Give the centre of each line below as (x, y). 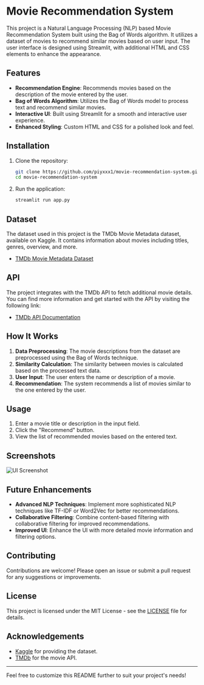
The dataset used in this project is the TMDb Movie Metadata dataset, (93, 234)
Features (23, 73)
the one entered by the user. (50, 390)
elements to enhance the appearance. (54, 54)
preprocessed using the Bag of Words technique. (76, 357)
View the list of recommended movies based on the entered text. (96, 436)
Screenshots (31, 456)
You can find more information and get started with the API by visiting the (98, 299)
